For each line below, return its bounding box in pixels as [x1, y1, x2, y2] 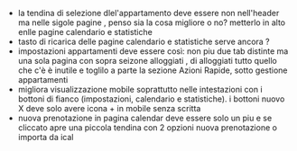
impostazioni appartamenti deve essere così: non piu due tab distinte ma [17, 46, 289, 57]
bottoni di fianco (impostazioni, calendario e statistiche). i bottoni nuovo [17, 93, 285, 104]
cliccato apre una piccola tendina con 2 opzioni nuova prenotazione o [17, 122, 278, 133]
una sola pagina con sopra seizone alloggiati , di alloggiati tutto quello [17, 56, 278, 66]
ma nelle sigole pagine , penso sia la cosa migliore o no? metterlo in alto [17, 17, 286, 28]
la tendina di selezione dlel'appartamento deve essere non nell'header [17, 8, 280, 18]
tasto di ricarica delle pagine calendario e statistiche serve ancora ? [17, 36, 271, 47]
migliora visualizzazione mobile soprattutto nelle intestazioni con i [17, 84, 264, 94]
